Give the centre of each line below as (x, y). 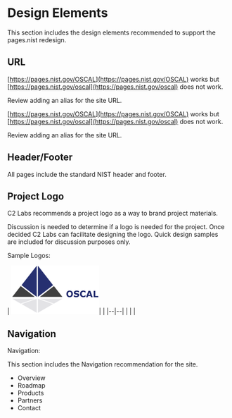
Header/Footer (40, 158)
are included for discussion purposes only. (69, 242)
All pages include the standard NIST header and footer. (87, 174)
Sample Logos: (29, 256)
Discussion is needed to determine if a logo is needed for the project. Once (116, 227)
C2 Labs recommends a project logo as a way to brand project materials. (112, 214)
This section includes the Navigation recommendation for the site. (103, 364)
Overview (31, 378)
